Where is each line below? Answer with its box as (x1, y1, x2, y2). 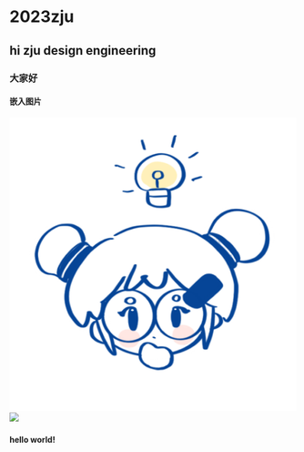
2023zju (9, 6, 75, 27)
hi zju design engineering (9, 43, 157, 58)
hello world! (9, 434, 56, 445)
